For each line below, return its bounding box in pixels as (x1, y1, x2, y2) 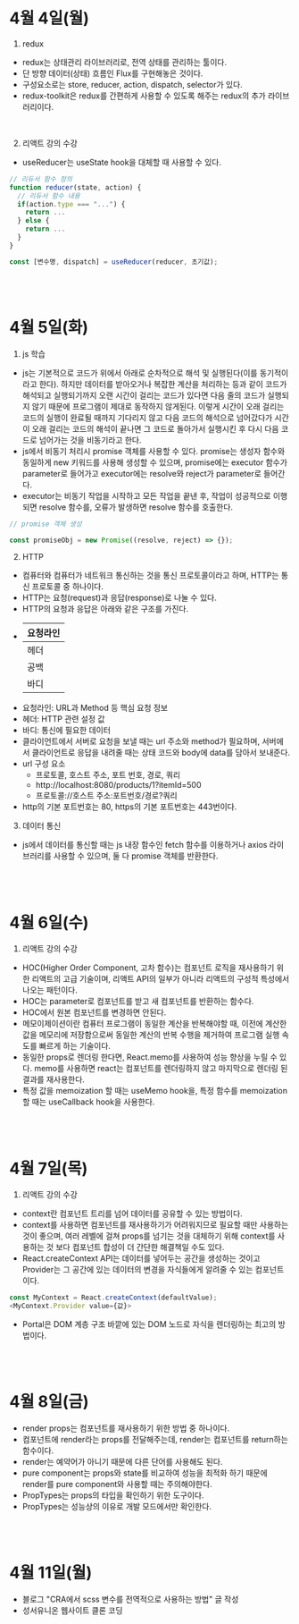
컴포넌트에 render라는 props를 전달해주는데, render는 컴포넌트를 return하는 (21, 1434, 288, 1444)
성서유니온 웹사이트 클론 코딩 (21, 1604, 123, 1615)
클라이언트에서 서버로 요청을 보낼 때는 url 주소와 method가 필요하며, (21, 736, 261, 747)
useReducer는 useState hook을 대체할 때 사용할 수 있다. (21, 156, 221, 167)
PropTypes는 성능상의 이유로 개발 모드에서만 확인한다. (21, 1501, 212, 1511)
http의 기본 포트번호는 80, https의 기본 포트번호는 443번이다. (21, 801, 237, 812)
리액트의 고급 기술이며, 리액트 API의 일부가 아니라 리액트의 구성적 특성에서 (31, 974, 290, 985)
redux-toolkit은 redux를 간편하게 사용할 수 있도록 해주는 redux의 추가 (21, 90, 266, 101)
